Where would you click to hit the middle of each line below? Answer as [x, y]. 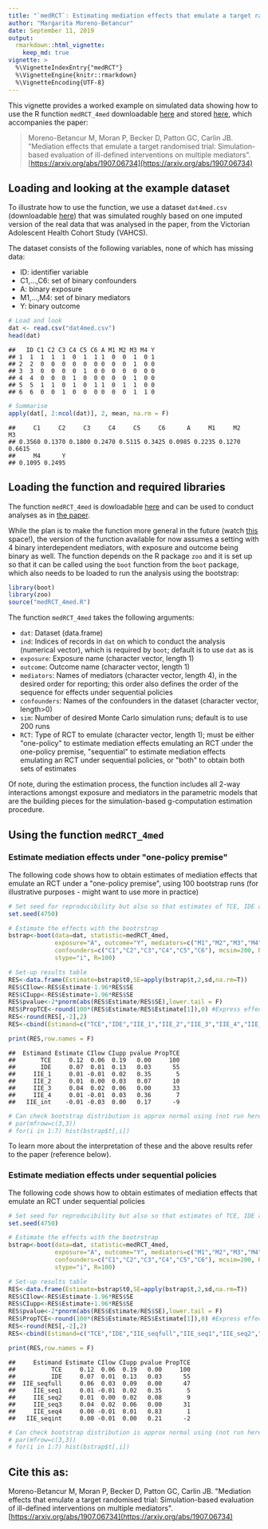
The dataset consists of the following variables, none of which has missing [131, 248]
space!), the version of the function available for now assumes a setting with [134, 539]
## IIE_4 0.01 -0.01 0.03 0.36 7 [94, 1095]
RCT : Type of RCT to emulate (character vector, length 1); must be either [137, 735]
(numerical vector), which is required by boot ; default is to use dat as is [136, 650]
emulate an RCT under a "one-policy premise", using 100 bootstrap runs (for [134, 883]
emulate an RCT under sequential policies [77, 1201]
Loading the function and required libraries [117, 487]
